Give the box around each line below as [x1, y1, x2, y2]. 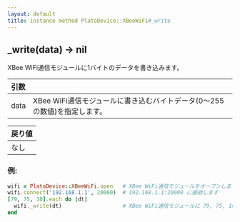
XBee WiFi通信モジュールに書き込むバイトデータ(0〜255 [33, 96, 225, 106]
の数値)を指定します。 [33, 106, 107, 116]
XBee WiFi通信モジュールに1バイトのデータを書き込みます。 [7, 64, 184, 72]
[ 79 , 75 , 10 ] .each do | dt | [7, 196, 88, 203]
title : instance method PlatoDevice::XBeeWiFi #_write [7, 17, 171, 24]
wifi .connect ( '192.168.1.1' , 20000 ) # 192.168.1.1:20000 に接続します [7, 189, 219, 196]
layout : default [7, 10, 56, 18]
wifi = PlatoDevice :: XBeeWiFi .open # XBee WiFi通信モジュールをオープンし [7, 183, 226, 190]
